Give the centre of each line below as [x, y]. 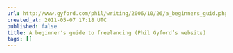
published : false [32, 26]
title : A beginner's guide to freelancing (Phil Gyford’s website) [107, 33]
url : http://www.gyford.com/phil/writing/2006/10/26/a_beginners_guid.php [118, 13]
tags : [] [20, 39]
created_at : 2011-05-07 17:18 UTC [57, 20]
